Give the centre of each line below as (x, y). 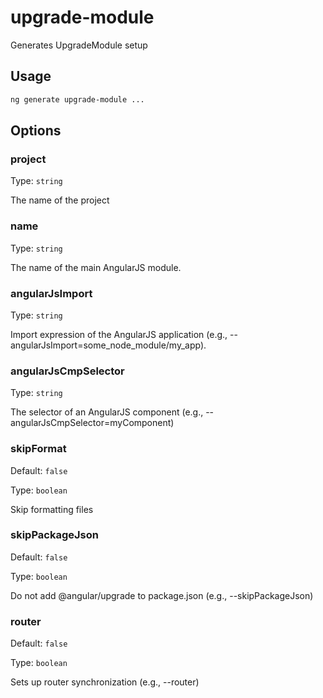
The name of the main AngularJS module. (96, 267)
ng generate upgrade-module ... (77, 99)
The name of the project (60, 200)
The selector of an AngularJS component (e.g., (107, 412)
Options (36, 131)
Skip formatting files (52, 509)
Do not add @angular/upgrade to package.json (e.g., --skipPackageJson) (162, 595)
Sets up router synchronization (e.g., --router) (105, 682)
